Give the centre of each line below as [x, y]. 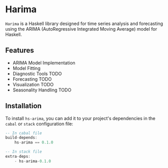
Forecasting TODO [32, 79]
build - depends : [21, 138]
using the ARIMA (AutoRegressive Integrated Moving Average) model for [81, 29]
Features [20, 50]
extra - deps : [18, 157]
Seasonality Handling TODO [42, 90]
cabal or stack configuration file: [39, 124]
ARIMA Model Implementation [44, 63]
